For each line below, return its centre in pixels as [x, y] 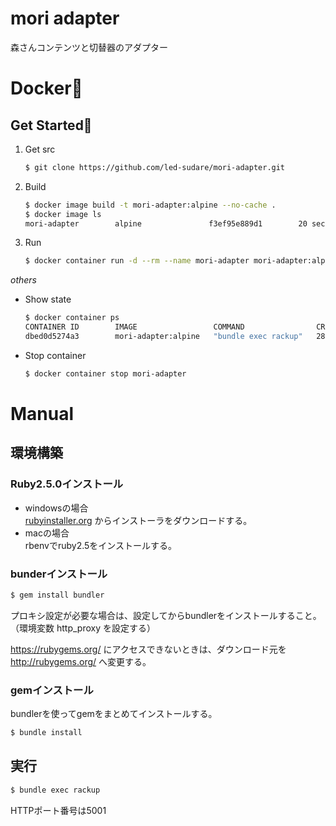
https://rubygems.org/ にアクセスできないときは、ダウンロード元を [148, 649]
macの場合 [47, 533]
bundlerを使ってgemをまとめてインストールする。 [114, 714]
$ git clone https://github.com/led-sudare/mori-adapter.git [155, 167]
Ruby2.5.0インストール [67, 484]
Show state [48, 299]
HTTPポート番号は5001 [58, 810]
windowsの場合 [56, 508]
